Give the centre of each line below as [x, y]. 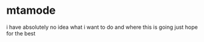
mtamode [31, 10]
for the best [21, 33]
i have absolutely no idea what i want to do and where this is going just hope [102, 27]
